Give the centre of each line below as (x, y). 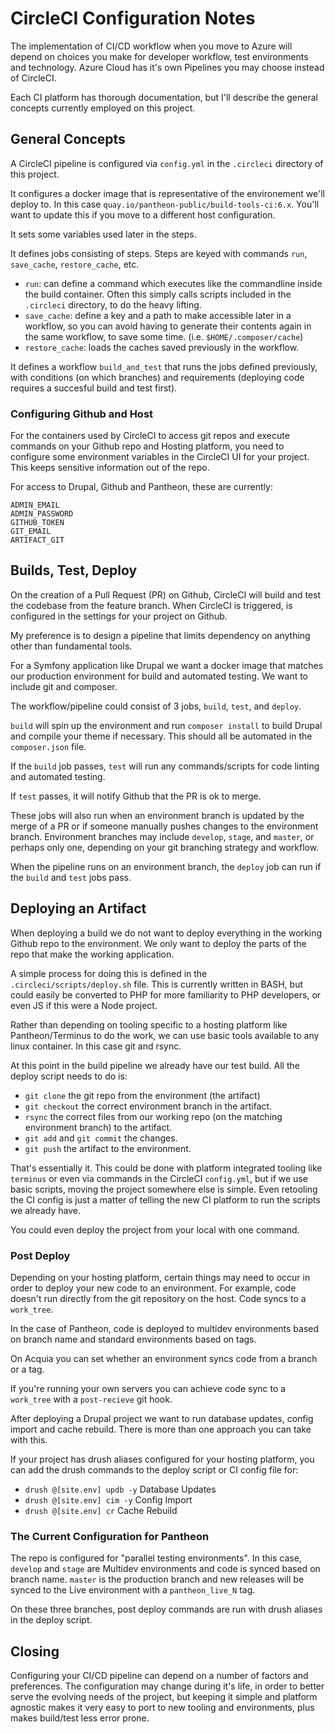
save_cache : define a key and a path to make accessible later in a (158, 315)
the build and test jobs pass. (71, 877)
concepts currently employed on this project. (103, 108)
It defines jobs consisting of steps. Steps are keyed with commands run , (159, 253)
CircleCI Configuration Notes (133, 18)
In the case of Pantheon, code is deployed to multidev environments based (165, 1328)
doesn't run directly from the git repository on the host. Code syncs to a (158, 1298)
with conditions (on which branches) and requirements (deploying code (157, 377)
